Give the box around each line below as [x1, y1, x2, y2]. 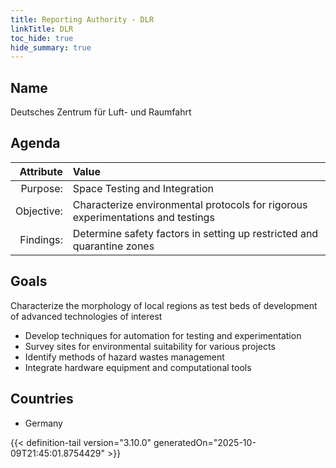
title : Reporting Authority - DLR [10, 14, 155, 25]
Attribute [19, 164, 63, 178]
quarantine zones [72, 239, 155, 253]
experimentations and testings [72, 210, 215, 224]
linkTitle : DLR [10, 24, 74, 34]
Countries [10, 391, 74, 408]
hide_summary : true [10, 42, 92, 53]
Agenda [10, 135, 61, 152]
